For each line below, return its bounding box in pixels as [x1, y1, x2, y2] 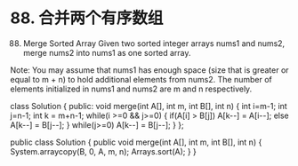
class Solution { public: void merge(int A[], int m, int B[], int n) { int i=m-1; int [10, 100, 287, 111]
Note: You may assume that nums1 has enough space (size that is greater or [10, 64, 289, 75]
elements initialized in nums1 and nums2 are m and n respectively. [10, 83, 253, 94]
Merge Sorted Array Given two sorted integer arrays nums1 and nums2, [22, 37, 286, 49]
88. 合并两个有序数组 [10, 8, 164, 28]
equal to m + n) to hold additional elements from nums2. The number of [10, 74, 272, 84]
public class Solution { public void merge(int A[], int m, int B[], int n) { [10, 137, 262, 147]
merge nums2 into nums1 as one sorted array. [22, 47, 191, 58]
